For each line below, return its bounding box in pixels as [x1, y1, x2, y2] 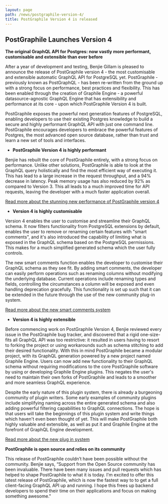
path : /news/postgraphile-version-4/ [5, 12, 84, 17]
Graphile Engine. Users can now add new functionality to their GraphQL [5, 358, 153, 364]
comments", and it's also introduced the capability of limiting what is [5, 234, 146, 240]
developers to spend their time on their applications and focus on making [5, 488, 156, 494]
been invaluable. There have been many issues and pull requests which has [5, 466, 161, 472]
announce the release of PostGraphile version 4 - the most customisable [5, 69, 155, 75]
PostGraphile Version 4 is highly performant [12, 147, 107, 153]
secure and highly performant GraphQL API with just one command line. [5, 121, 154, 128]
